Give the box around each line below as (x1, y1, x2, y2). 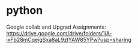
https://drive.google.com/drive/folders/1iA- (6, 29, 112, 36)
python (6, 4, 43, 17)
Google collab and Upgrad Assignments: (6, 23, 106, 30)
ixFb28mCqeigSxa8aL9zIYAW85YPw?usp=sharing (6, 36, 132, 43)
